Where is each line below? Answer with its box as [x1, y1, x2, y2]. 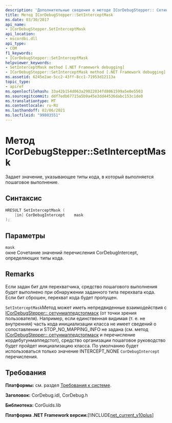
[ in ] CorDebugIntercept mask [14, 212, 83, 217]
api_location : [5, 31, 36, 36]
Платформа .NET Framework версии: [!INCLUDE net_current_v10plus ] [5, 412, 154, 418]
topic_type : [5, 79, 31, 84]
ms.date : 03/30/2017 [5, 17, 50, 22]
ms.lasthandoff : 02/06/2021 [5, 108, 66, 113]
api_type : [5, 41, 27, 46]
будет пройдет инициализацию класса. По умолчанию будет [5, 342, 139, 348]
